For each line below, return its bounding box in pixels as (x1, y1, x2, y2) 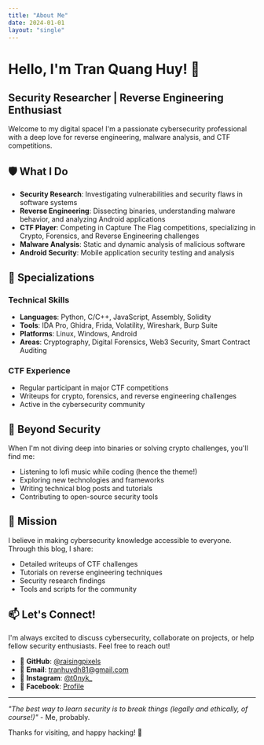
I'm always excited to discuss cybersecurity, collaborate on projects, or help (8, 633, 255, 642)
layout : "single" (8, 26, 65, 34)
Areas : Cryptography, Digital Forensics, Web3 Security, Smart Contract (19, 337, 251, 347)
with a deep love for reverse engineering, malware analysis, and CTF (8, 133, 231, 142)
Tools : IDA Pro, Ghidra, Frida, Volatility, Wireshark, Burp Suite (19, 320, 218, 330)
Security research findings (19, 575, 106, 585)
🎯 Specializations (8, 270, 95, 284)
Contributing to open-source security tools (19, 492, 159, 501)
